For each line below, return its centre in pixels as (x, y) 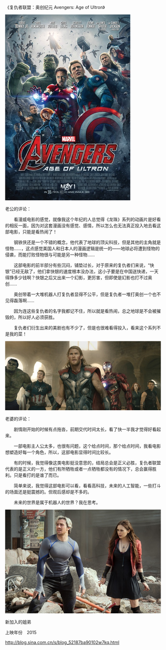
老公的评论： (18, 209)
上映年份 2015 (21, 632)
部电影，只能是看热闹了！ (31, 232)
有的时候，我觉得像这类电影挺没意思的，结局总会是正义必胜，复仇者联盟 (87, 463)
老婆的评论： (18, 419)
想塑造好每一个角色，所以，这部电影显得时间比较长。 (59, 452)
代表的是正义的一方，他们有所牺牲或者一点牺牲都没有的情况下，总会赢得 (79, 469)
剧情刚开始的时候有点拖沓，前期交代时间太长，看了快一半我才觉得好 (83, 429)
